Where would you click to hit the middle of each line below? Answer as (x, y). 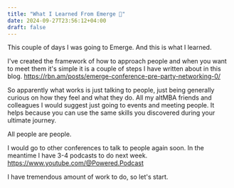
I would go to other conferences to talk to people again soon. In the (106, 148)
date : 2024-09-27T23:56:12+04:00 (57, 21)
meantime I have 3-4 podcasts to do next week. (78, 156)
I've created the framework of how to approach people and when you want (117, 61)
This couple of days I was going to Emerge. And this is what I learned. (110, 48)
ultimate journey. (32, 120)
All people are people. (39, 134)
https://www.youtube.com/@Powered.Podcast (75, 163)
